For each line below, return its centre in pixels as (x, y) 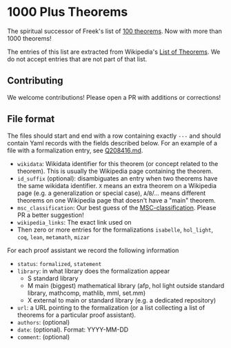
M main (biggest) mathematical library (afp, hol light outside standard (126, 285)
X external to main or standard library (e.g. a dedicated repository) (121, 300)
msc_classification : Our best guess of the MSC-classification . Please (117, 207)
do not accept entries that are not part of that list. (77, 59)
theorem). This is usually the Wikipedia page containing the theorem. (115, 171)
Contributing (35, 81)
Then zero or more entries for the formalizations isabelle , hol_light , (115, 229)
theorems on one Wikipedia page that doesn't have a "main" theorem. (116, 200)
